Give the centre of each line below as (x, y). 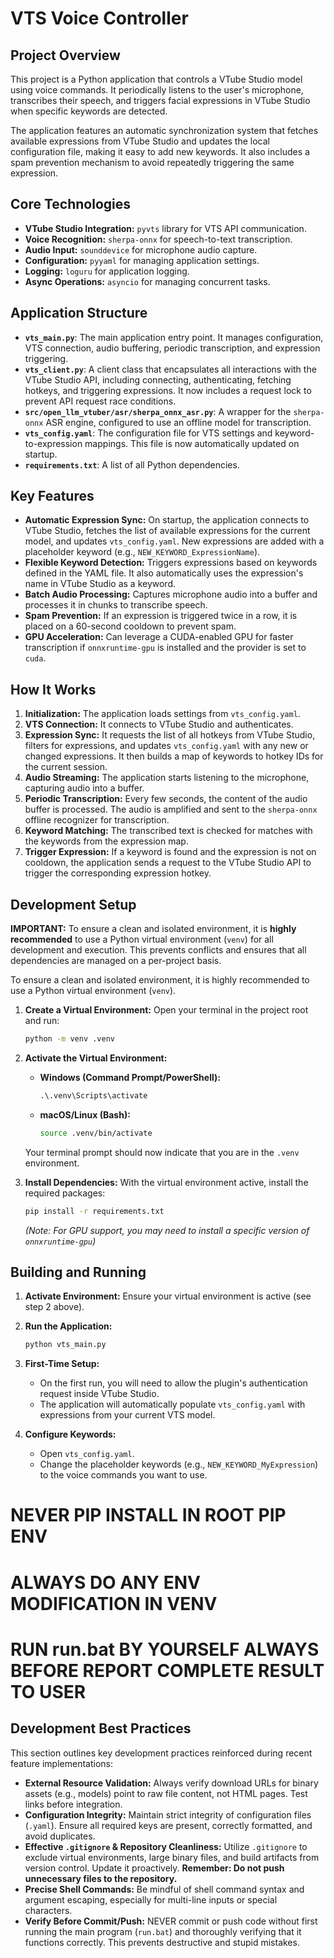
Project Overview (65, 55)
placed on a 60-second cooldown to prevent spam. (130, 626)
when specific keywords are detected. (89, 111)
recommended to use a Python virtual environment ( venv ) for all (142, 939)
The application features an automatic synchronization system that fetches (164, 130)
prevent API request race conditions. (100, 401)
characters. (48, 1910)
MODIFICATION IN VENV (114, 1603)
